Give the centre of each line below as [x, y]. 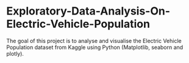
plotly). [15, 53]
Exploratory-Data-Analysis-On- [88, 11]
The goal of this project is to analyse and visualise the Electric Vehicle [94, 41]
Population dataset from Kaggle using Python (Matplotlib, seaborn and [95, 47]
